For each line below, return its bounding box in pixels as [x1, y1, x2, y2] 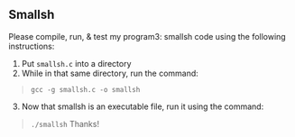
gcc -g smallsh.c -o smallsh [30, 85, 141, 94]
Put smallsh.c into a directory [21, 58, 132, 68]
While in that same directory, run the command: [21, 68, 199, 78]
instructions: [8, 41, 55, 51]
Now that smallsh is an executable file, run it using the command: [21, 101, 264, 112]
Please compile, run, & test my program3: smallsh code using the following [8, 31, 286, 41]
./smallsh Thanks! [30, 118, 100, 129]
